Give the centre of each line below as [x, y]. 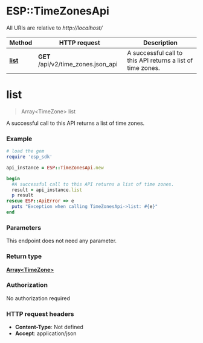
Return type [24, 256]
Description [160, 42]
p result [23, 195]
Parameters [24, 227]
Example [19, 139]
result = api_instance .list [47, 190]
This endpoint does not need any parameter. [61, 241]
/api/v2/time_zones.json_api [78, 64]
